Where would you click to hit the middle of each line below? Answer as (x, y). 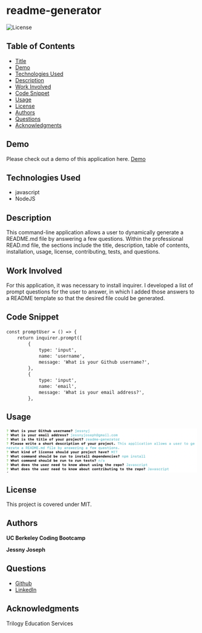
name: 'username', (62, 356)
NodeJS (25, 199)
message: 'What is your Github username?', (94, 362)
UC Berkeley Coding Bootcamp (46, 538)
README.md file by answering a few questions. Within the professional (95, 239)
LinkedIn (26, 589)
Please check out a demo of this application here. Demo (76, 159)
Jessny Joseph (26, 549)
